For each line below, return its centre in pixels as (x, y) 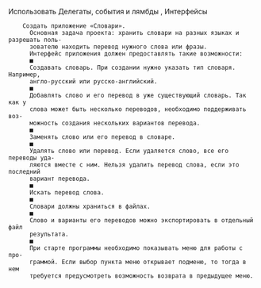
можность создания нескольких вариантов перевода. (115, 123)
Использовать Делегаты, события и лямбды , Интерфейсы (108, 12)
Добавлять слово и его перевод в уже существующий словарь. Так (138, 95)
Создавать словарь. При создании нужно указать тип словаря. (132, 67)
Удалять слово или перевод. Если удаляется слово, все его (129, 151)
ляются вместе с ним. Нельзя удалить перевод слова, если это (134, 165)
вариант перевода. (59, 179)
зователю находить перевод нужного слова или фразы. (118, 47)
